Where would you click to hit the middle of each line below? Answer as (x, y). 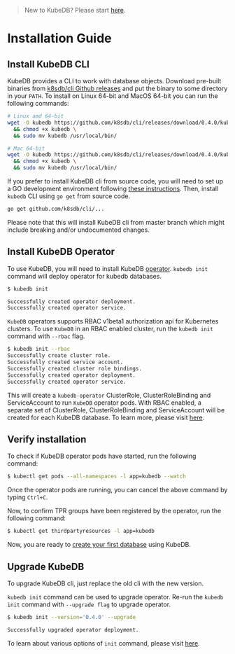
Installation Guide (59, 39)
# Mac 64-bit (26, 148)
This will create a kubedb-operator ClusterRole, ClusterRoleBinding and (109, 395)
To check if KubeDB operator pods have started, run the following (102, 456)
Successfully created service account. (65, 362)
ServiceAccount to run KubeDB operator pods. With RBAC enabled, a (104, 403)
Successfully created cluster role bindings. (74, 368)
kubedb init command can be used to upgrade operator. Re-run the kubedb (115, 597)
